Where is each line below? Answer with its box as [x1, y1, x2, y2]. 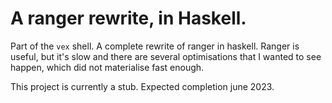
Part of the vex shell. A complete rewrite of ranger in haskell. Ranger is [10, 40, 300, 52]
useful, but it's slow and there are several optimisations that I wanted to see [10, 50, 322, 62]
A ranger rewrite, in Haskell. [10, 7, 247, 30]
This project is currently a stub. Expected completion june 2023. [10, 80, 275, 92]
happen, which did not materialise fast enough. [10, 61, 205, 73]
